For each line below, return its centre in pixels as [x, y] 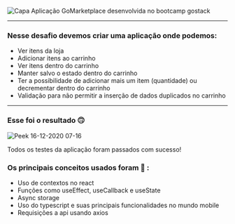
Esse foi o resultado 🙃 [46, 121]
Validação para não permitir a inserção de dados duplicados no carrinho [121, 95]
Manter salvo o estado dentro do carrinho [77, 73]
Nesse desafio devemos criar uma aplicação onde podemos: [112, 35]
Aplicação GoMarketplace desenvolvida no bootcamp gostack [121, 11]
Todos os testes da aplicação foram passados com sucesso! [94, 149]
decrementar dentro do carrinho [64, 88]
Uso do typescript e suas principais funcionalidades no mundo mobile [118, 205]
